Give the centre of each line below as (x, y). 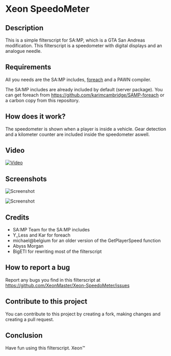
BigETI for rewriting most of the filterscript (57, 251)
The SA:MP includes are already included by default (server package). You (84, 89)
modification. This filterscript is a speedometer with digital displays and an (84, 46)
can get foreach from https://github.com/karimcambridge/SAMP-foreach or (85, 95)
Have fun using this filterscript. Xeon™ (45, 348)
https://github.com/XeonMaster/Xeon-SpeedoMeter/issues (67, 285)
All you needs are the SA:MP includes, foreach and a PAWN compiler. (78, 80)
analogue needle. (24, 51)
